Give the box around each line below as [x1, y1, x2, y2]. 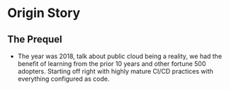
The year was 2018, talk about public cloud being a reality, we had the [17, 52, 222, 60]
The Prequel [7, 33, 62, 45]
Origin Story [7, 5, 81, 21]
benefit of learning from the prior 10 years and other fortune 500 [17, 60, 206, 68]
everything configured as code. [17, 74, 110, 83]
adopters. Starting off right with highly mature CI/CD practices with [17, 67, 214, 75]
